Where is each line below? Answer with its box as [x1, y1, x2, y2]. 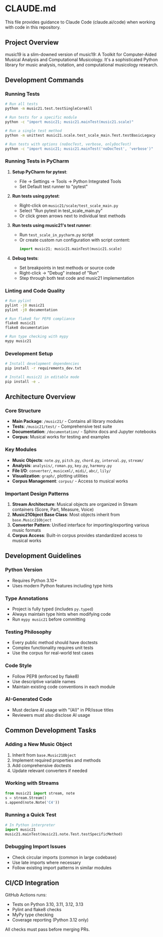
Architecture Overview [5, 393, 76, 401]
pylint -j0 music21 [5, 303, 45, 308]
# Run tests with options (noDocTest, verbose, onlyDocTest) [5, 142, 132, 146]
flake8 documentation [5, 325, 49, 330]
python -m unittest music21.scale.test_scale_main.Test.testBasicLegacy [5, 133, 156, 138]
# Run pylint [5, 298, 32, 303]
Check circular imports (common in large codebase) [12, 854, 117, 860]
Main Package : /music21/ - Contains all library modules [12, 418, 124, 424]
